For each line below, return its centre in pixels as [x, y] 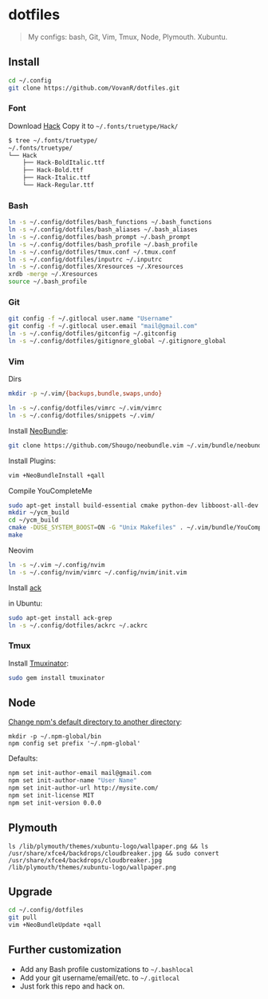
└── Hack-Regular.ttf [58, 186]
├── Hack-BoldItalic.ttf [64, 163]
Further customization [65, 950]
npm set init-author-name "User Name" [73, 781]
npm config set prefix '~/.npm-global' [75, 744]
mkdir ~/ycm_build [39, 513]
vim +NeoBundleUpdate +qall [55, 925]
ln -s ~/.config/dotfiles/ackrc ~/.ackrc [78, 625]
